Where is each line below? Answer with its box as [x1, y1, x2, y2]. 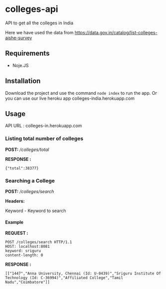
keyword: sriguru [5, 248, 41, 254]
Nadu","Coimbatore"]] [5, 280, 50, 285]
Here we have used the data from [5, 29, 74, 35]
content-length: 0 [5, 253, 43, 258]
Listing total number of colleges [5, 135, 83, 142]
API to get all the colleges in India [5, 20, 74, 26]
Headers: [5, 198, 25, 204]
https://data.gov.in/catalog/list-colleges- [74, 29, 158, 35]
